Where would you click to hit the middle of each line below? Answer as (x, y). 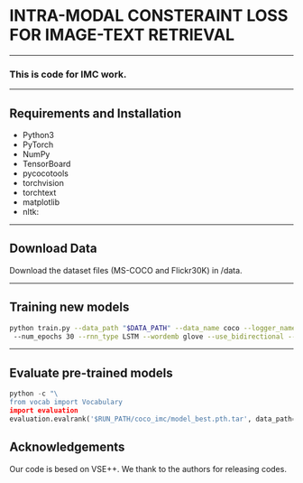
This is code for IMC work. (68, 74)
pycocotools (46, 173)
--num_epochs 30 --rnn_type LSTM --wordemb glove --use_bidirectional (148, 336)
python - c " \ (34, 394)
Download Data (53, 249)
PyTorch (38, 144)
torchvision (43, 183)
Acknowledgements (67, 447)
